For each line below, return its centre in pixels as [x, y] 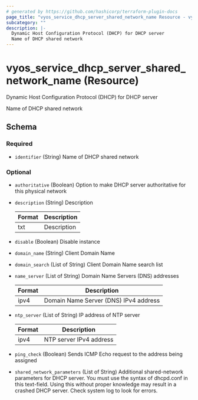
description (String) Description [54, 202]
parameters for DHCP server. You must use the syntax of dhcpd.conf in [101, 378]
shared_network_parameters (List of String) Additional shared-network [99, 372]
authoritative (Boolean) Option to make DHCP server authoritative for [100, 185]
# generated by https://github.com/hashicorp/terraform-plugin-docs [92, 12]
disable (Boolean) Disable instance [57, 241]
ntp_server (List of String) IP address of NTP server [77, 315]
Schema [22, 127]
